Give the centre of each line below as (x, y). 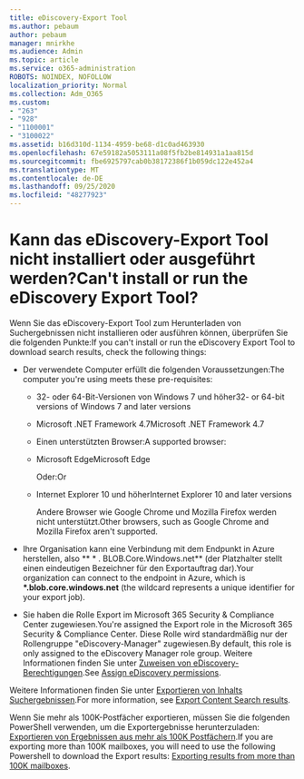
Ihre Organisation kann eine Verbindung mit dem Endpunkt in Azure (148, 548)
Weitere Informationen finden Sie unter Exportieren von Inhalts (126, 690)
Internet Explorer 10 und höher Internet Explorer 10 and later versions (164, 494)
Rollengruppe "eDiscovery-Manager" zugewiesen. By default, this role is (157, 643)
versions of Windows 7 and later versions (113, 406)
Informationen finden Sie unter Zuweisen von (107, 663)
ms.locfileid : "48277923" (58, 195)
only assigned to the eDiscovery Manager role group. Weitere (137, 653)
